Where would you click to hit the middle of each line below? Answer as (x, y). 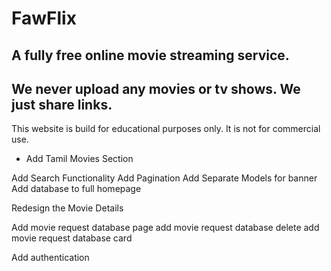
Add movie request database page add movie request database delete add (165, 228)
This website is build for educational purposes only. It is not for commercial (166, 129)
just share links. (62, 104)
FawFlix (44, 18)
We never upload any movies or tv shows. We (156, 88)
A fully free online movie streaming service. (150, 55)
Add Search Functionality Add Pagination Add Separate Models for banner (164, 178)
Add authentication (50, 258)
